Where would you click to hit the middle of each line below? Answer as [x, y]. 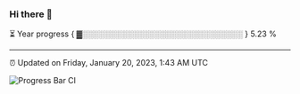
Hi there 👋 [31, 14]
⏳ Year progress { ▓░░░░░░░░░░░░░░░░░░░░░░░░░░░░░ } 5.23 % [143, 34]
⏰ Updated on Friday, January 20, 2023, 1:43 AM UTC [108, 63]
